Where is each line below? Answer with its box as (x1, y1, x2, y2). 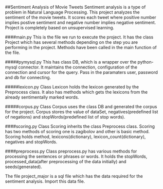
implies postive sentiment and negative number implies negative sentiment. (5, 19, 156, 25)
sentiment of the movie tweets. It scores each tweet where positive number (5, 15, 157, 20)
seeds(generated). (5, 164, 42, 170)
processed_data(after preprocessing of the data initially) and (5, 159, 127, 164)
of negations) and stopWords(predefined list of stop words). (5, 114, 126, 120)
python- (137, 59, 154, 65)
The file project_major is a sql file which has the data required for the (5, 173, 143, 179)
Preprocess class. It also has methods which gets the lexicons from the (5, 89, 148, 95)
